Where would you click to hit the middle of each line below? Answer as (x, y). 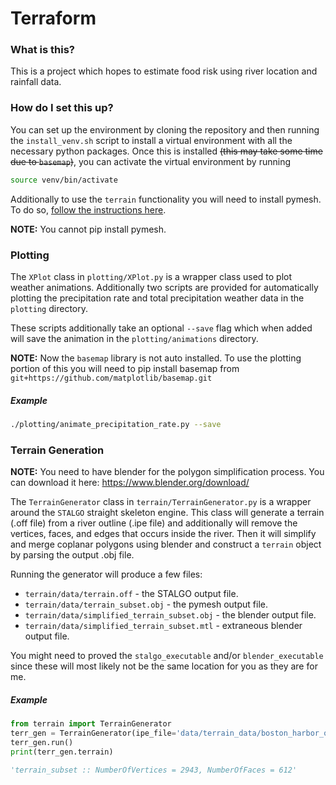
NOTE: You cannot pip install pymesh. (88, 229)
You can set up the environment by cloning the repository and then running (165, 129)
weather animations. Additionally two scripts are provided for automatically (164, 287)
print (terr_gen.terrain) (62, 752)
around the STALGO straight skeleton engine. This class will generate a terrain (167, 513)
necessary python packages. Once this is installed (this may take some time (166, 151)
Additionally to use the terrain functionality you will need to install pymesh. (166, 199)
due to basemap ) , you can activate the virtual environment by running (150, 161)
